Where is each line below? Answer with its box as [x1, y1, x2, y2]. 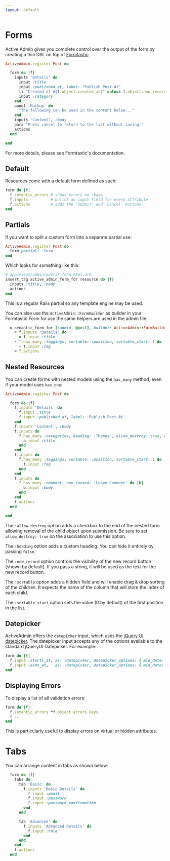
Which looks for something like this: [5, 262, 80, 268]
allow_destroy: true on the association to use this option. [5, 533, 126, 539]
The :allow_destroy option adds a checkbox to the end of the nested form [5, 522, 160, 528]
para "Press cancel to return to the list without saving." [14, 122, 144, 127]
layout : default [5, 7, 39, 13]
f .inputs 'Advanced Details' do [23, 824, 92, 829]
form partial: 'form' [10, 249, 56, 254]
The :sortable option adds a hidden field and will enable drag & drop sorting [5, 578, 165, 585]
